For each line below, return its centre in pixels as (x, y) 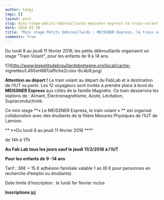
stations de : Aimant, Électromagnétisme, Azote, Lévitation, (64, 95)
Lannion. (14, 121)
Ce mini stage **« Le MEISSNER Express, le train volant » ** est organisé (78, 110)
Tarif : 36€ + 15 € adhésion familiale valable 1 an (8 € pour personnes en (78, 168)
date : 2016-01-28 (23, 28)
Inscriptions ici (20, 192)
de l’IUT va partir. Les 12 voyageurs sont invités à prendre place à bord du (79, 85)
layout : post (18, 19)
